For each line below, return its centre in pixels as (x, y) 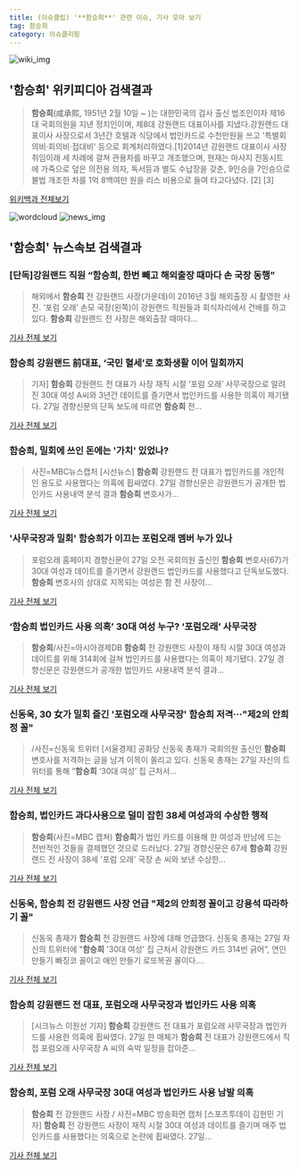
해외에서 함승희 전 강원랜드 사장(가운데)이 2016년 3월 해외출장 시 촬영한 (156, 296)
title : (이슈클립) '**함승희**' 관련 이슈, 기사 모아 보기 (105, 17)
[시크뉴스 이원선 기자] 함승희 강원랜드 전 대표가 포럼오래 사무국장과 (147, 1026)
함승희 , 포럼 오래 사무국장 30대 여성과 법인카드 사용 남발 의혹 (132, 1093)
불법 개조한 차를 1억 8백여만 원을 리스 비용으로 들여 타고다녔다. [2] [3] (152, 181)
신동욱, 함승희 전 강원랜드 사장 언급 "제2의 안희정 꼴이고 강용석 (135, 904)
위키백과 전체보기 (39, 199)
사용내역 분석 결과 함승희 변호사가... (117, 494)
